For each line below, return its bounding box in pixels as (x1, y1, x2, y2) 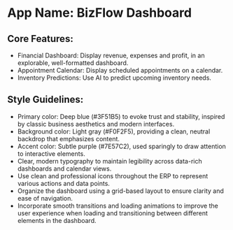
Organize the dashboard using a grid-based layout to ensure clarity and (17, 187, 224, 195)
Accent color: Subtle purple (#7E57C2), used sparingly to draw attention (17, 142, 226, 150)
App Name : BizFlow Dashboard (7, 5, 192, 21)
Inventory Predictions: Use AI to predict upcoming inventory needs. (17, 73, 212, 82)
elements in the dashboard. (17, 216, 97, 224)
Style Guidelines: (7, 94, 84, 106)
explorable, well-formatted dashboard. (17, 59, 129, 67)
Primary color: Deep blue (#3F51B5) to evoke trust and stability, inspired (17, 112, 225, 120)
